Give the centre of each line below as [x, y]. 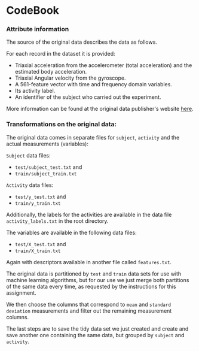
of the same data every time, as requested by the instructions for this [91, 286]
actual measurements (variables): [47, 144]
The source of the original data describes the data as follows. [82, 42]
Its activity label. [35, 91]
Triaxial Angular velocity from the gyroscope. [70, 78]
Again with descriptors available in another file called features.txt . [89, 262]
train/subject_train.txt [46, 174]
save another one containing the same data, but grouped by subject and [95, 335]
